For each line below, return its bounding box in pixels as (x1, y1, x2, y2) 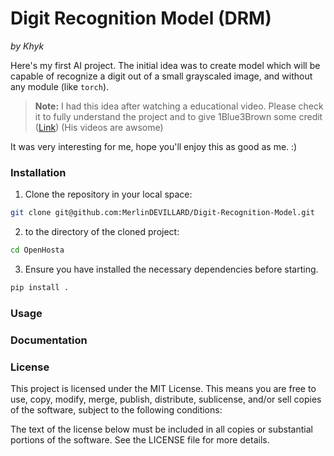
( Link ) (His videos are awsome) (34, 121, 164, 133)
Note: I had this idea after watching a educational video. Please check (34, 100, 324, 112)
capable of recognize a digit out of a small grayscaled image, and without (10, 70, 313, 82)
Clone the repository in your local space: (24, 188, 193, 201)
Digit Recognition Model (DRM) (10, 7, 272, 30)
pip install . (10, 282, 70, 292)
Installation (10, 165, 67, 179)
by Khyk (10, 40, 45, 52)
